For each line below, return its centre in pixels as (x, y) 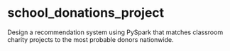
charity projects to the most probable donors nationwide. (91, 39)
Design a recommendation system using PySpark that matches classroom (115, 32)
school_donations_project (86, 13)
